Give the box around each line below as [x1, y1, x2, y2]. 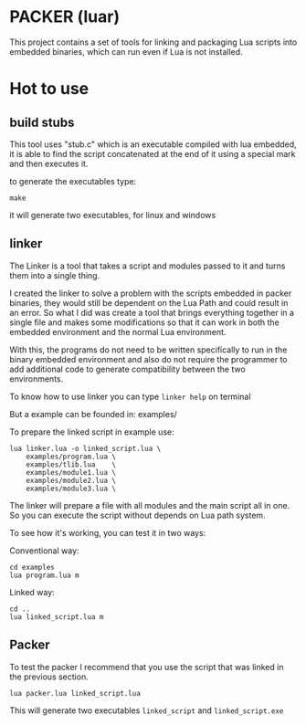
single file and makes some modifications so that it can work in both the [9, 317, 280, 328]
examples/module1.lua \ [26, 468, 117, 477]
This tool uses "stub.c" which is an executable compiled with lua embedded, [9, 139, 297, 150]
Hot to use [9, 79, 90, 100]
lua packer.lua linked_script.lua [9, 688, 142, 698]
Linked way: [9, 586, 55, 597]
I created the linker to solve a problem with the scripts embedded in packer [9, 288, 292, 299]
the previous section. [9, 671, 89, 682]
